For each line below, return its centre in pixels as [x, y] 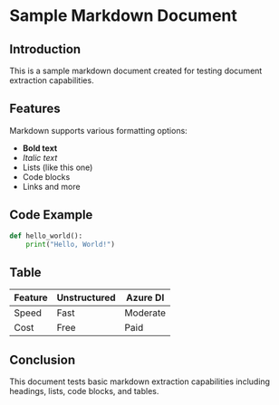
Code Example [51, 215]
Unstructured [86, 297]
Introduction [45, 49]
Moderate [145, 313]
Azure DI [145, 297]
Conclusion [43, 359]
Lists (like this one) [58, 167]
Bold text [40, 148]
